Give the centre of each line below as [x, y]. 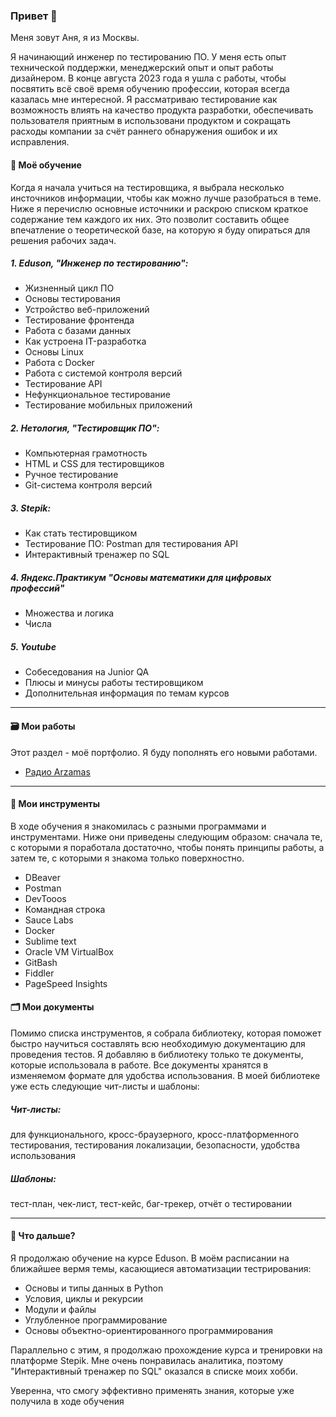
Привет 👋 [34, 16]
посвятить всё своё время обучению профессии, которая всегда [150, 89]
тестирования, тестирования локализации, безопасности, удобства [155, 1145]
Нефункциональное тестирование [98, 395]
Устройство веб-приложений [87, 310]
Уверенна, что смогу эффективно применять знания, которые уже [152, 1391]
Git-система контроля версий [88, 485]
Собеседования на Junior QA [87, 672]
